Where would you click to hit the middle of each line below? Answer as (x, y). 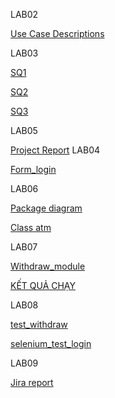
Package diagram (46, 208)
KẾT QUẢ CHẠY (43, 285)
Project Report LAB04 (55, 150)
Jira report (32, 382)
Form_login (33, 169)
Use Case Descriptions (57, 33)
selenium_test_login (51, 343)
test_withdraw (39, 324)
